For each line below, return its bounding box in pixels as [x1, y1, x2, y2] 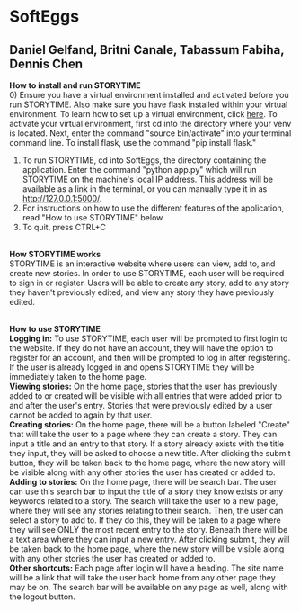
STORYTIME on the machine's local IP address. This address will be [22, 174, 274, 184]
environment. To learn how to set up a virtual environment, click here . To [9, 109, 278, 119]
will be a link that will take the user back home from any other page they [9, 572, 276, 582]
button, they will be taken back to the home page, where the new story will [9, 457, 286, 468]
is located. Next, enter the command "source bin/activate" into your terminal [9, 128, 292, 139]
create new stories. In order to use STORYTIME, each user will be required [9, 268, 285, 278]
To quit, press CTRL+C [22, 222, 106, 232]
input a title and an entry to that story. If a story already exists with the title [9, 438, 285, 449]
